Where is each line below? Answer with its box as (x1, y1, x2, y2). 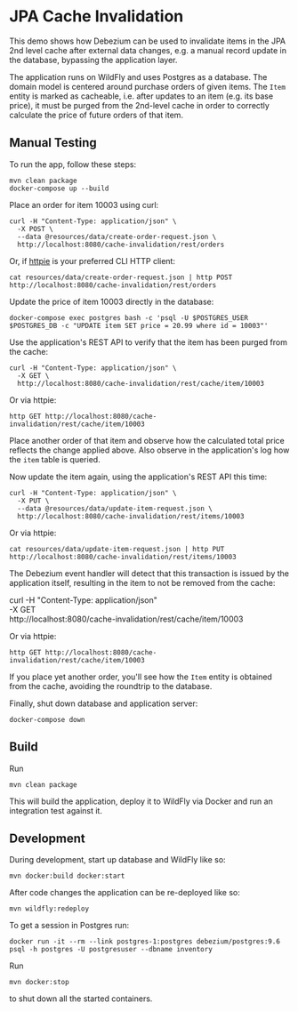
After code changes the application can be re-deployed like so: (9, 887, 240, 898)
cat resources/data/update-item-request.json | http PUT (9, 544, 225, 553)
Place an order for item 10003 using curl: (9, 199, 159, 210)
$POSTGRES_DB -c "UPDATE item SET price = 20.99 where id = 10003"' (9, 321, 269, 330)
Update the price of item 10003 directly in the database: (9, 296, 214, 307)
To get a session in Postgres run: (9, 920, 130, 931)
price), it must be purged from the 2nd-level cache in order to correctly (9, 100, 270, 110)
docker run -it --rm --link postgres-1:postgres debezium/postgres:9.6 (9, 937, 280, 946)
